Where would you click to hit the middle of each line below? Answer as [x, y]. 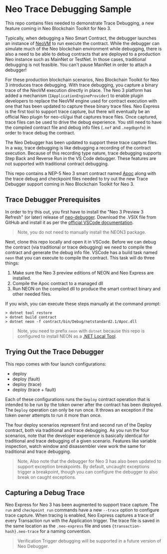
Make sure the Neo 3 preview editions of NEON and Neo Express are [83, 272]
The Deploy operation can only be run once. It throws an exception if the [79, 410]
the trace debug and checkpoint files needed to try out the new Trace [77, 178]
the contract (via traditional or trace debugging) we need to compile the [79, 247]
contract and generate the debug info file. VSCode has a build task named [82, 252]
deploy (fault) [26, 379]
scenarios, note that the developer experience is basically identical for [77, 435]
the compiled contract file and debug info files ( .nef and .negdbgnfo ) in [78, 127]
